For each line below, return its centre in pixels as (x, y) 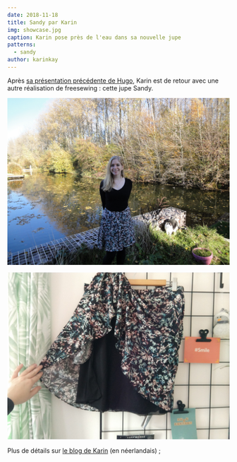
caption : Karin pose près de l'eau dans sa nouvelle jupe (94, 37)
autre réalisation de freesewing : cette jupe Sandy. (80, 88)
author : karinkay (33, 60)
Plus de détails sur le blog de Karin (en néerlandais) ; (84, 450)
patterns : (22, 45)
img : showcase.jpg (34, 30)
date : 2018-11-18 (33, 15)
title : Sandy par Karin (42, 22)
